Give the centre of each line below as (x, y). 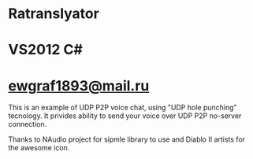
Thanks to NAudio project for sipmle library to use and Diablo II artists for (127, 139)
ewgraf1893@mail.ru (79, 85)
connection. (28, 124)
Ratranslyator (54, 14)
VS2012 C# (45, 50)
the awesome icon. (39, 148)
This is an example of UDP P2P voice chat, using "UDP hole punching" (123, 108)
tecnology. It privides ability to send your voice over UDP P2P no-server (125, 116)
